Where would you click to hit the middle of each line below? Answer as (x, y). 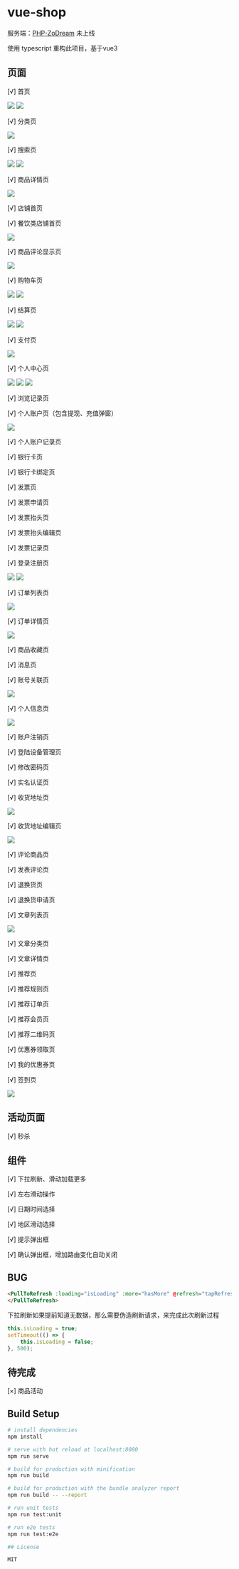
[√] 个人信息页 (28, 708)
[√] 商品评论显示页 (34, 251)
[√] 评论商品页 (28, 854)
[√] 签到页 (22, 1079)
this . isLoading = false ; (57, 1342)
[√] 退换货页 (25, 885)
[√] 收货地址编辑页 (34, 825)
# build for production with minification (71, 1469)
